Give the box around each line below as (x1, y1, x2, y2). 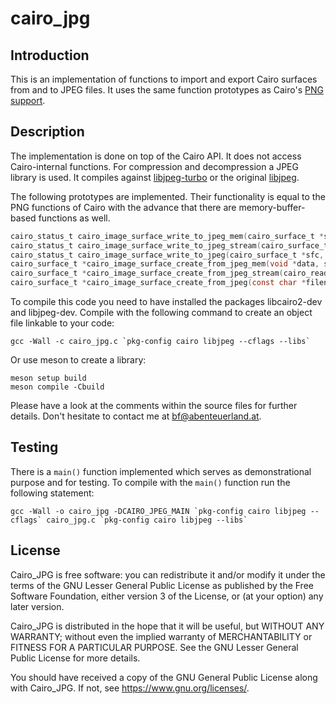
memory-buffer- (238, 201, 306, 213)
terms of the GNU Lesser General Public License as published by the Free (10, 579, 314, 591)
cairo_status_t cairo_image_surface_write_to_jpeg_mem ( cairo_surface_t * (10, 231, 325, 241)
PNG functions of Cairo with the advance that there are (10, 201, 237, 213)
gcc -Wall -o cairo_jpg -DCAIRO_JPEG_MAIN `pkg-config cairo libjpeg (10, 506, 307, 516)
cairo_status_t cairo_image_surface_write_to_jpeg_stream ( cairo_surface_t (10, 240, 329, 251)
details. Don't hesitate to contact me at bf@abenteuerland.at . (10, 410, 262, 422)
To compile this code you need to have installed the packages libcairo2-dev (10, 296, 323, 308)
